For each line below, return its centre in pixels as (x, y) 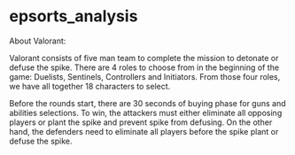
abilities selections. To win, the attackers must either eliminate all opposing (146, 112)
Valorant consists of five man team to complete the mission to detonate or (144, 58)
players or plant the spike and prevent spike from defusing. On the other (141, 122)
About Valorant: (38, 41)
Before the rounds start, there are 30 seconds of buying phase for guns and (147, 103)
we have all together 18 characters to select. (90, 86)
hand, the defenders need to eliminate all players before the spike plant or (144, 131)
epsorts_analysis (74, 16)
